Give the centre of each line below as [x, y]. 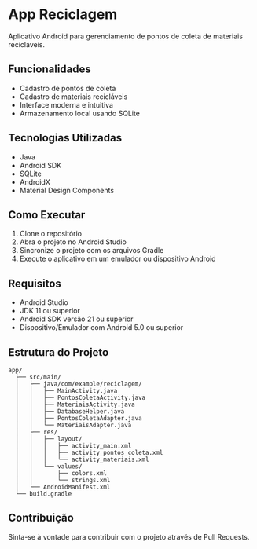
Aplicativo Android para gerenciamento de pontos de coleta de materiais [126, 36]
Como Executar [47, 215]
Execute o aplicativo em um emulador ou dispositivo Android [117, 259]
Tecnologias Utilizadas [65, 138]
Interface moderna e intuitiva [66, 104]
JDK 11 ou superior [50, 311]
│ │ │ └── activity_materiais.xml [82, 459]
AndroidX [35, 181]
